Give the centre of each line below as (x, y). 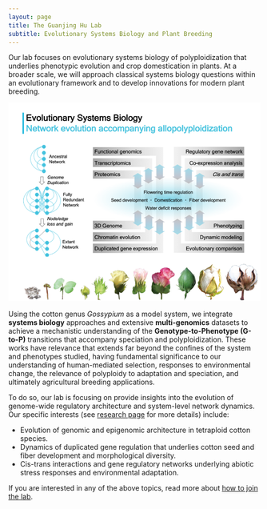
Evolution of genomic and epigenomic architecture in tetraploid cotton (135, 430)
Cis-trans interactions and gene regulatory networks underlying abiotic (137, 464)
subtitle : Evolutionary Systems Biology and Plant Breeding (111, 34)
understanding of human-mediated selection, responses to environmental (130, 365)
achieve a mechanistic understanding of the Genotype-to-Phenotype (124, 331)
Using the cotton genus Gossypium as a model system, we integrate (121, 314)
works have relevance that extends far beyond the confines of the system (130, 348)
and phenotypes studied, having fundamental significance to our (115, 357)
